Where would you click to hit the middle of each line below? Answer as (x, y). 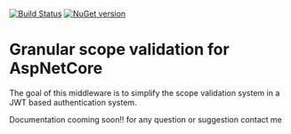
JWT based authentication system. (73, 102)
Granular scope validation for (119, 50)
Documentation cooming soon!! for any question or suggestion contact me (145, 119)
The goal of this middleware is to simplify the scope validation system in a (145, 92)
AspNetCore (56, 69)
